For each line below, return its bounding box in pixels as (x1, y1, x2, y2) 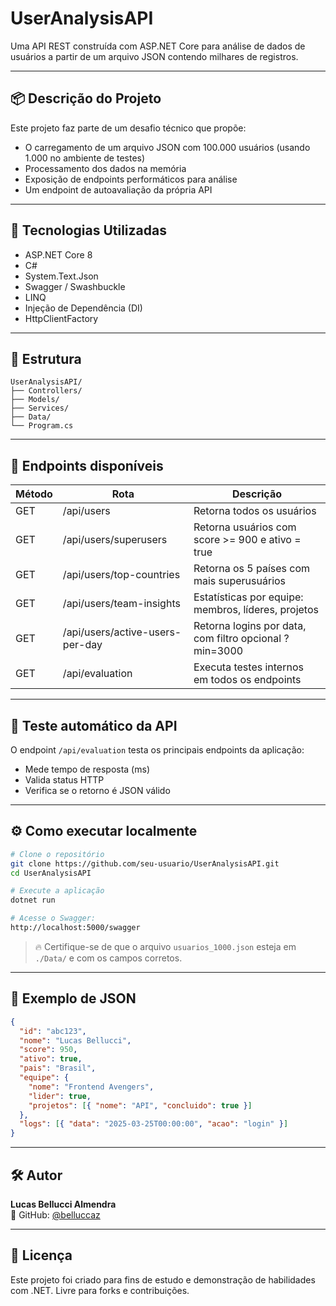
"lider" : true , (28, 1091, 92, 1101)
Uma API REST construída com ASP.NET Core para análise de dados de (10, 40, 306, 52)
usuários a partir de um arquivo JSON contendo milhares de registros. (10, 50, 299, 62)
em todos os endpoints (193, 673, 302, 687)
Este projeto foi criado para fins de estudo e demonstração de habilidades (10, 1273, 316, 1286)
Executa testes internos (193, 660, 304, 674)
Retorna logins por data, (193, 619, 307, 633)
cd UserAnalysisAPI (10, 868, 92, 878)
